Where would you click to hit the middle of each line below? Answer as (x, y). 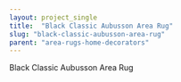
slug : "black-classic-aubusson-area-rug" (87, 34)
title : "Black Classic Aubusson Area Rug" (91, 26)
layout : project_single (53, 17)
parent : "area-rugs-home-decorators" (79, 42)
